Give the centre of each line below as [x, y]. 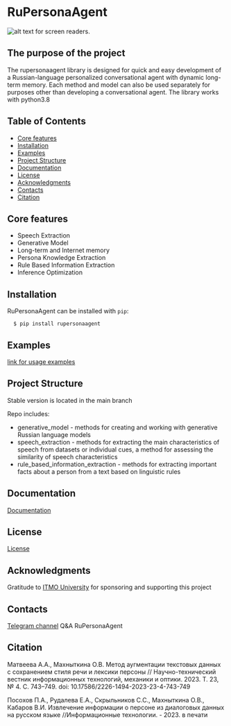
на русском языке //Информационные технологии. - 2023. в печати [108, 715]
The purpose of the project [66, 53]
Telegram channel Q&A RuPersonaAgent [65, 626]
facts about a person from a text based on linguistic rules [99, 471]
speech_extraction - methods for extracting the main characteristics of [118, 442]
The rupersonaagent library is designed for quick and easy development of [114, 69]
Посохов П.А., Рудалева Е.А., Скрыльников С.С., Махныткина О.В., [106, 700]
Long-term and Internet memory [63, 250]
